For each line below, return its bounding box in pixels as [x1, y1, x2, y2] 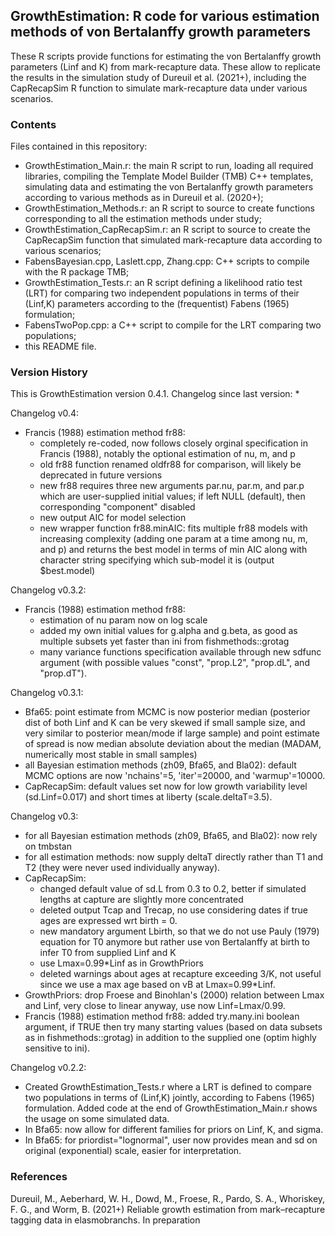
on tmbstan [24, 840, 72, 853]
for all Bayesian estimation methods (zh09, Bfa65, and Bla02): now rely [24, 830, 318, 842]
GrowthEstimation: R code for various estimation [10, 8, 320, 25]
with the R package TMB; [24, 266, 130, 278]
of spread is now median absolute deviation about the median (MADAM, [24, 738, 322, 750]
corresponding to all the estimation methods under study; [24, 213, 262, 225]
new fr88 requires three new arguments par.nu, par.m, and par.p [39, 480, 305, 492]
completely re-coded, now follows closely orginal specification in [39, 437, 309, 449]
